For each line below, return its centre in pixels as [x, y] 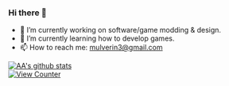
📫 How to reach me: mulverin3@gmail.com [91, 48]
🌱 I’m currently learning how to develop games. [97, 38]
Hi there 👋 [28, 13]
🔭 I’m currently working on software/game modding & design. [120, 30]
